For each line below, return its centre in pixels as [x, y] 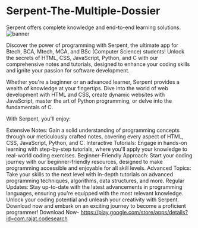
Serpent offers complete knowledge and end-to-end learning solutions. [94, 27]
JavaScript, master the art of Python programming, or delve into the [89, 101]
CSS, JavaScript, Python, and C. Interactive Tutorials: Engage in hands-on [97, 142]
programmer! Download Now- [43, 212]
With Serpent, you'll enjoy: [39, 118]
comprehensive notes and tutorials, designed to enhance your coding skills [98, 64]
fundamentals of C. [30, 107]
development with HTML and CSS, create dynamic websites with [86, 94]
